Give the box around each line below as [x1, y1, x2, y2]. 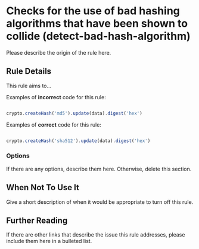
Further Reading [6, 216, 68, 225]
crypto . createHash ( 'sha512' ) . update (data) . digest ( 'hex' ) [6, 138, 151, 144]
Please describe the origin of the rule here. [6, 49, 111, 56]
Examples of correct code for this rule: [6, 121, 101, 128]
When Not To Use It [6, 182, 79, 193]
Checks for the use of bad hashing [6, 4, 181, 18]
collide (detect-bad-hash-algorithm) [6, 30, 191, 43]
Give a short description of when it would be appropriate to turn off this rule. [6, 198, 194, 206]
